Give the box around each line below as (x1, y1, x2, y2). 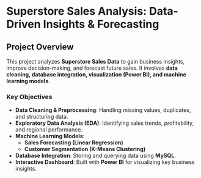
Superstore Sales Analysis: (6, 4, 147, 18)
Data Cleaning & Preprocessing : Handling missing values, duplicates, (15, 106, 191, 114)
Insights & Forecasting (43, 17, 159, 31)
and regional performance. (15, 126, 82, 133)
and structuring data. (15, 113, 68, 121)
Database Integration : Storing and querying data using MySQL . (15, 152, 176, 160)
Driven (6, 17, 41, 31)
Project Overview (6, 42, 74, 52)
